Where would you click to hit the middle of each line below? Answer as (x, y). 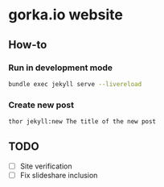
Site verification (46, 166)
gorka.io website (66, 15)
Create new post (41, 105)
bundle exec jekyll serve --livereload (75, 84)
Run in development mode (61, 68)
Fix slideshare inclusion (59, 175)
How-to (28, 45)
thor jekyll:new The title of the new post (82, 122)
